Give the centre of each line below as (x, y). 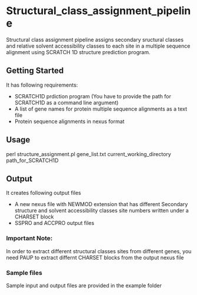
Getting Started (35, 71)
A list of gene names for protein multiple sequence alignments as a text (101, 109)
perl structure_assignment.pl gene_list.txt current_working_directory (89, 154)
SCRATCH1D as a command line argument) (66, 102)
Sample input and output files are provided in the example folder (84, 285)
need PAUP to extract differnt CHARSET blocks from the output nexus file (95, 257)
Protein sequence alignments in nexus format (69, 121)
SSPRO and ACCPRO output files (54, 223)
